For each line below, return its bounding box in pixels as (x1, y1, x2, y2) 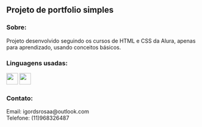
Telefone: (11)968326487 (6, 114, 70, 122)
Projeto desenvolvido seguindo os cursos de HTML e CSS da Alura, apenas (6, 37, 196, 45)
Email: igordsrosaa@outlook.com (6, 108, 90, 115)
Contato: (6, 94, 34, 103)
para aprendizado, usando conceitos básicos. (6, 43, 121, 51)
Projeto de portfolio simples (6, 5, 114, 15)
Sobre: (6, 23, 27, 32)
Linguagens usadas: (6, 59, 68, 67)
